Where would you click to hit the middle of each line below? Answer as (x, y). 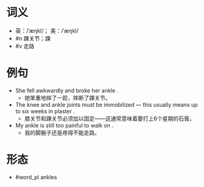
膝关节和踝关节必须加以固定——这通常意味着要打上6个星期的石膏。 (110, 118)
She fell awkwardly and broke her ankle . (67, 90)
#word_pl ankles (36, 177)
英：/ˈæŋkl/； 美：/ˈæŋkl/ (47, 31)
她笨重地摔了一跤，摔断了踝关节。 (68, 97)
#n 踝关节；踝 (33, 38)
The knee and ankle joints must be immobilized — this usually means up (106, 104)
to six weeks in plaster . (45, 111)
